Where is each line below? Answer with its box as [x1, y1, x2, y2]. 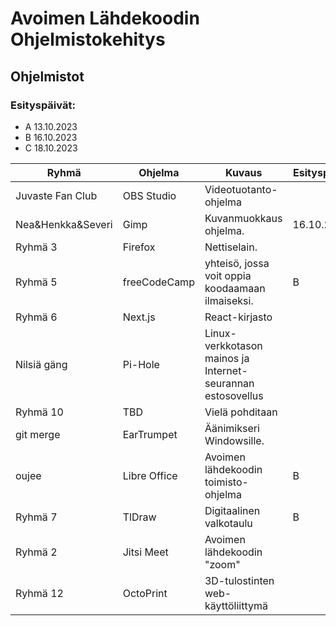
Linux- [204, 326, 237, 340]
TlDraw [122, 510, 157, 524]
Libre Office [122, 468, 178, 482]
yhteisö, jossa [204, 256, 270, 270]
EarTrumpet [122, 427, 178, 441]
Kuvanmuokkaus [204, 211, 283, 225]
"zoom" [204, 557, 241, 571]
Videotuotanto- [204, 182, 278, 196]
